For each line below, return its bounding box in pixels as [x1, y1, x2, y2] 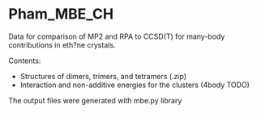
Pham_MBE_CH [8, 5, 114, 23]
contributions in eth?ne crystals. [8, 40, 116, 49]
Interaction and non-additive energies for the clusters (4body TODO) [19, 80, 250, 90]
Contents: [8, 56, 41, 65]
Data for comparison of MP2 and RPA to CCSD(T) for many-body [8, 31, 225, 41]
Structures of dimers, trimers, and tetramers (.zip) [19, 71, 187, 81]
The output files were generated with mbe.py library [8, 95, 182, 105]
